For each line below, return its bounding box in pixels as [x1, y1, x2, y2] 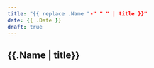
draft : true [7, 23, 43, 30]
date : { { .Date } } [7, 17, 62, 24]
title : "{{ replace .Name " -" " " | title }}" [7, 10, 148, 18]
